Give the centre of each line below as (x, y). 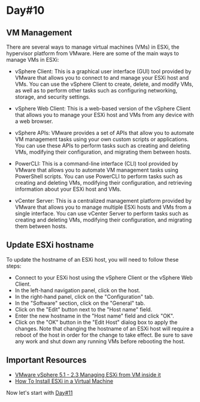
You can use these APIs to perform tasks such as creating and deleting (102, 145)
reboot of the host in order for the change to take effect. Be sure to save (104, 335)
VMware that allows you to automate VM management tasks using (96, 170)
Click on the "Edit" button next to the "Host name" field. (84, 309)
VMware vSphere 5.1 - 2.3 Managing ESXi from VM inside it (88, 374)
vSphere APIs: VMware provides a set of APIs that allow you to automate (104, 133)
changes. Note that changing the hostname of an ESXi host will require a (104, 328)
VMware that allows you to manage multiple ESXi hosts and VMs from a (103, 207)
